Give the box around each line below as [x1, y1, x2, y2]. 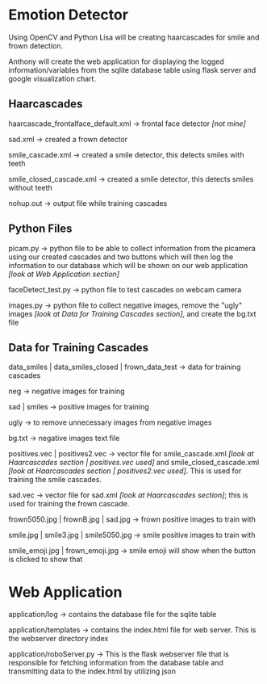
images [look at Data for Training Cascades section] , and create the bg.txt [8, 308, 257, 318]
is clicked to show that [8, 555, 83, 564]
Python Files [8, 222, 73, 236]
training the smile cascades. [8, 475, 102, 485]
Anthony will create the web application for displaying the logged [8, 57, 224, 66]
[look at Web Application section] [8, 269, 119, 279]
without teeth [8, 183, 52, 192]
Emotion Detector [8, 6, 129, 24]
